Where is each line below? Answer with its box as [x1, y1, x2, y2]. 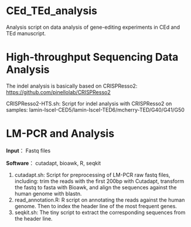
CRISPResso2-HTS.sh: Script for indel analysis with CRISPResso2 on [6, 100, 172, 107]
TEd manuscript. [6, 29, 46, 36]
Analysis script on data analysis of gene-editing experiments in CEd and [6, 24, 180, 31]
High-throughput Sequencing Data [6, 51, 179, 64]
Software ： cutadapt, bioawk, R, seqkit [6, 159, 101, 166]
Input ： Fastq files [6, 147, 51, 154]
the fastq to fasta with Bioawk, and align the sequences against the [14, 183, 177, 191]
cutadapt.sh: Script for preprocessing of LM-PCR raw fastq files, [14, 171, 170, 178]
